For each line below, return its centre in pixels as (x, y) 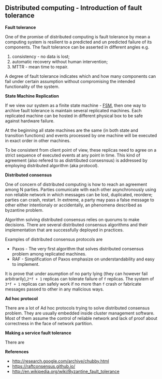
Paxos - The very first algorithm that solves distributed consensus (78, 249)
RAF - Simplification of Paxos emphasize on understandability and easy (83, 259)
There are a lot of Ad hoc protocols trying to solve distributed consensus (77, 308)
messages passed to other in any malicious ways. (54, 289)
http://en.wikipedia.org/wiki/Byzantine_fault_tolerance (66, 371)
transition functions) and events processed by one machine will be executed (81, 135)
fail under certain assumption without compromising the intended (70, 81)
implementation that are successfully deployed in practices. (65, 230)
